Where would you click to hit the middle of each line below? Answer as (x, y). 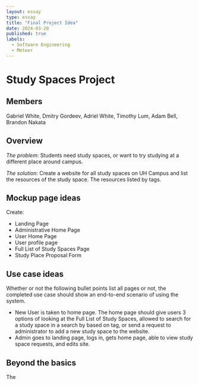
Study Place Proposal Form (48, 255)
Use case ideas (35, 274)
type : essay (21, 17)
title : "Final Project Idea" (42, 23)
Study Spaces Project (61, 79)
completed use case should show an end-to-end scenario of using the (92, 295)
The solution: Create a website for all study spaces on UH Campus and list (97, 173)
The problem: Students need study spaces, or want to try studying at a (93, 155)
